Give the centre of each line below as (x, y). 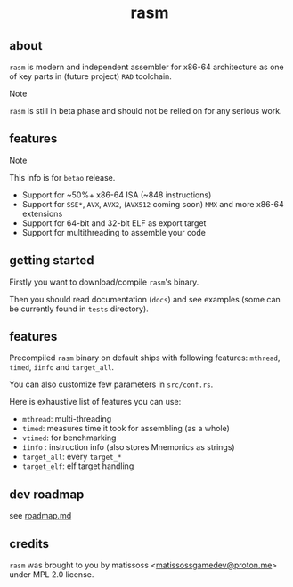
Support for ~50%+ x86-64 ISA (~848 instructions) (117, 195)
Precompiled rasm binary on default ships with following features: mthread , (145, 358)
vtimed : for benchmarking (69, 438)
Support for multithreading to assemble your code (114, 232)
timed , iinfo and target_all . (61, 367)
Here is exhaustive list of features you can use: (95, 402)
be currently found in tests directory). (79, 309)
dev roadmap (47, 494)
